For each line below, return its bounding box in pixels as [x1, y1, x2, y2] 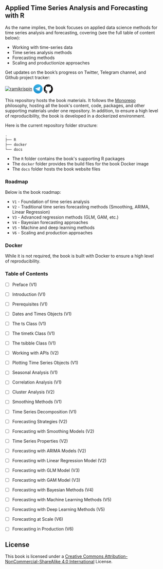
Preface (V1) [12, 282, 37, 287]
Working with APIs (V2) [12, 350, 59, 356]
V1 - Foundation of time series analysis [12, 199, 90, 204]
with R [5, 12, 25, 20]
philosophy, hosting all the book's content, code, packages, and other [5, 102, 145, 108]
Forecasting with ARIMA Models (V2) [12, 447, 87, 453]
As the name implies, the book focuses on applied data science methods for [5, 24, 158, 30]
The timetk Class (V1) [12, 330, 55, 336]
